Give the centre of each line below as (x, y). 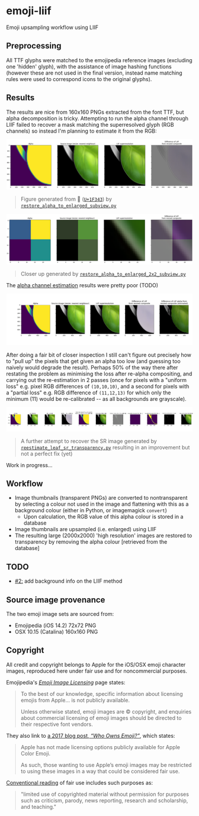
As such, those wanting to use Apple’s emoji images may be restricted (106, 764)
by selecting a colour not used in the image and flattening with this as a (102, 504)
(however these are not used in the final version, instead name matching (94, 73)
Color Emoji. (36, 753)
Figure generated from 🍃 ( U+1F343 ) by (66, 199)
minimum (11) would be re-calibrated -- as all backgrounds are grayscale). (96, 399)
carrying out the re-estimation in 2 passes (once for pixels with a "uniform (97, 380)
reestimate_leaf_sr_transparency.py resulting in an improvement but (105, 447)
